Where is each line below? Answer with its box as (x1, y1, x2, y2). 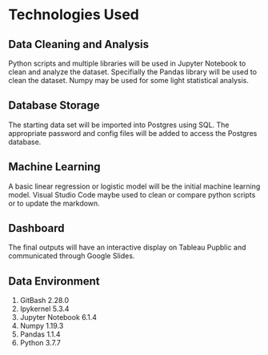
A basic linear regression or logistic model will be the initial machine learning (8, 181, 261, 191)
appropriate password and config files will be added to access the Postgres (8, 128, 258, 138)
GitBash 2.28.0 (19, 296, 70, 305)
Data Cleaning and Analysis (8, 38, 150, 51)
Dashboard (8, 221, 65, 235)
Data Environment (8, 274, 100, 288)
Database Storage (8, 98, 100, 113)
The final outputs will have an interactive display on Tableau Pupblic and (8, 242, 246, 253)
